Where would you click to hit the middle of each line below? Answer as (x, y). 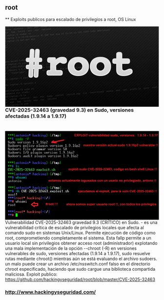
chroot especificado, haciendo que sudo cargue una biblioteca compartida (80, 269)
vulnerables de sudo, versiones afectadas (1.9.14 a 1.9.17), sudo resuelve (78, 254)
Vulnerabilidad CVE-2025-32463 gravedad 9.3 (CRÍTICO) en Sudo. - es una (81, 222)
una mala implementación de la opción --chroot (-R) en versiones (71, 248)
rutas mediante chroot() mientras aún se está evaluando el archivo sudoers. (81, 259)
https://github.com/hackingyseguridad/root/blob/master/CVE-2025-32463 (80, 280)
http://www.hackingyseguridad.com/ (51, 292)
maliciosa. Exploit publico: (31, 274)
